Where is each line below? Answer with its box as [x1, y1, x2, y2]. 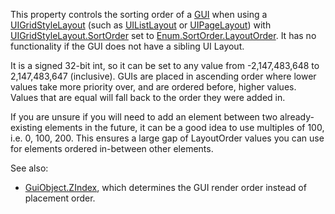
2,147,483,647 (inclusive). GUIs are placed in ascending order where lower [10, 70, 317, 82]
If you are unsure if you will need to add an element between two [10, 111, 278, 123]
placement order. [24, 192, 96, 204]
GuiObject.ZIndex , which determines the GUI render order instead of [24, 182, 307, 193]
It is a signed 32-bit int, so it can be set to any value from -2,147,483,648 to [10, 60, 320, 71]
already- [279, 111, 315, 123]
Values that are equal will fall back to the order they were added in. [10, 92, 286, 103]
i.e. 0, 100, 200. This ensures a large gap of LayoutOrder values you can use [10, 132, 325, 144]
